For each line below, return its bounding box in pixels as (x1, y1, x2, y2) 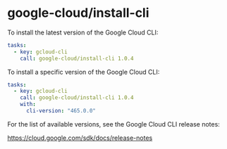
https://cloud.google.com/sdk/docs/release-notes (7, 134, 153, 142)
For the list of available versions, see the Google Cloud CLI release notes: (7, 119, 220, 128)
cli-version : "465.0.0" (25, 108, 97, 115)
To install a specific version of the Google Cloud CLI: (7, 67, 160, 76)
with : (20, 101, 37, 108)
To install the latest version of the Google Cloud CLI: (7, 28, 159, 37)
